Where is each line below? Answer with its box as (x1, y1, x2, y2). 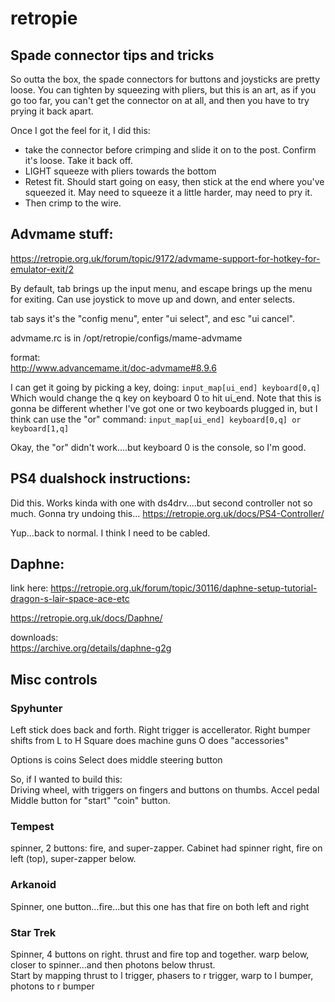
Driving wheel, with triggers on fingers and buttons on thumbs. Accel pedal (10, 784, 320, 796)
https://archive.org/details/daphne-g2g (10, 642, 172, 654)
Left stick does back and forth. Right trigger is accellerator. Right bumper (10, 724, 311, 736)
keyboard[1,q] (10, 423, 70, 434)
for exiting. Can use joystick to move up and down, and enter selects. (10, 293, 296, 305)
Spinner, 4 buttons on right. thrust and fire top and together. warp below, (10, 948, 310, 961)
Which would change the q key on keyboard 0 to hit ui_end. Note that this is (10, 392, 322, 404)
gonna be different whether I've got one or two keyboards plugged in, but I (10, 402, 318, 414)
